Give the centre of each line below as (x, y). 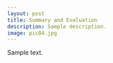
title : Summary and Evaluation (52, 20)
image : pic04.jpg (32, 33)
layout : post (26, 13)
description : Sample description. (57, 26)
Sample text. (25, 53)
